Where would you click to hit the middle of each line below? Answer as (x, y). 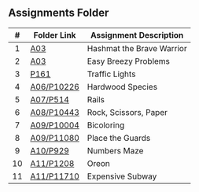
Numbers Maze (115, 150)
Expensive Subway (122, 176)
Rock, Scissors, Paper (127, 112)
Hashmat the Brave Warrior (137, 48)
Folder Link (55, 35)
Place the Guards (119, 138)
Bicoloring (106, 125)
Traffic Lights (111, 74)
